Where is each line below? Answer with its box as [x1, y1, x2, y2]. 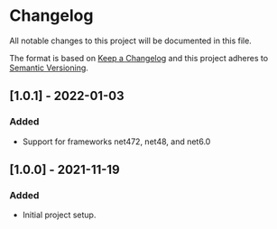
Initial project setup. [22, 209, 97, 221]
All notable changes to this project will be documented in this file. [9, 35, 253, 46]
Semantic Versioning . [9, 62, 88, 73]
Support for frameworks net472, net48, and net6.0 [22, 136, 211, 147]
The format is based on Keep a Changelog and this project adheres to [9, 52, 269, 63]
